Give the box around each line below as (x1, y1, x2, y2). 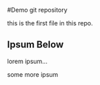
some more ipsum (7, 70, 59, 78)
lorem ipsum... (7, 57, 48, 65)
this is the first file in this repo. (7, 19, 93, 27)
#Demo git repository (7, 6, 68, 14)
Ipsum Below (7, 39, 64, 51)
